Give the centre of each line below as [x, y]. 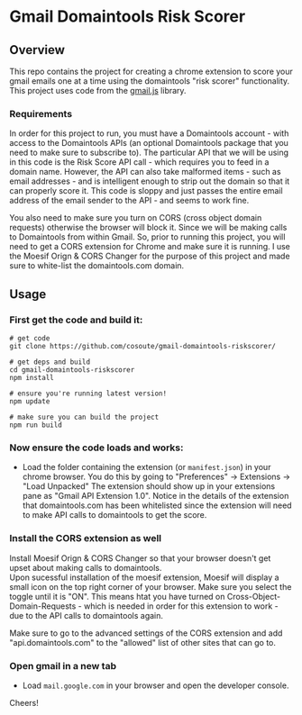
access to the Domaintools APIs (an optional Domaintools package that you [149, 143]
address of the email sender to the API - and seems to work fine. [129, 201]
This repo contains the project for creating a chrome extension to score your [151, 71]
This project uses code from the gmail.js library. [98, 91]
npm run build [36, 425]
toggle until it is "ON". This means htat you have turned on [117, 596]
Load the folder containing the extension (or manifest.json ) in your [146, 467]
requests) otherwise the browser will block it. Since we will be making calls [148, 228]
